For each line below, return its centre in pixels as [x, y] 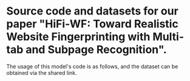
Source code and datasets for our [93, 11]
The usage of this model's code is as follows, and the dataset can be [92, 66]
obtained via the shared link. [42, 73]
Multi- [168, 37]
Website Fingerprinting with [78, 37]
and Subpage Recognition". [96, 50]
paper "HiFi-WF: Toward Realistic [93, 24]
